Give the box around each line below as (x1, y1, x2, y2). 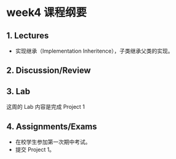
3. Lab (6, 86, 31, 97)
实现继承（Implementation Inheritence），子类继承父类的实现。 (15, 47, 174, 54)
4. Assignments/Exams (6, 121, 98, 131)
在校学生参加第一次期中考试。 (15, 138, 91, 146)
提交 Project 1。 (15, 146, 55, 153)
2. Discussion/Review (6, 65, 91, 76)
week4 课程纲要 (6, 6, 87, 20)
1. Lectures (6, 30, 49, 40)
